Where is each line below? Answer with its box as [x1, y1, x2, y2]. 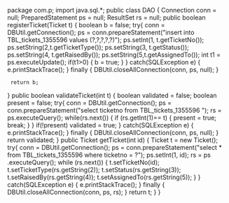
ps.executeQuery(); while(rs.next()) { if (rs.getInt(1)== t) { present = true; [7, 113, 217, 122]
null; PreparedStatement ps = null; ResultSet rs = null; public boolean [7, 13, 206, 22]
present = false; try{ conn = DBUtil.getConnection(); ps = [7, 99, 172, 107]
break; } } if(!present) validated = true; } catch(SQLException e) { [7, 121, 194, 129]
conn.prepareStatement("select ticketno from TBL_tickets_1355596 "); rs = [7, 106, 222, 114]
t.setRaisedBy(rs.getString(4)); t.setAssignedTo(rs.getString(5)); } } [7, 173, 201, 181]
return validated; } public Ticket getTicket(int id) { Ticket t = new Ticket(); [7, 136, 218, 144]
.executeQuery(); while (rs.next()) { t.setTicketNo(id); [7, 158, 160, 167]
